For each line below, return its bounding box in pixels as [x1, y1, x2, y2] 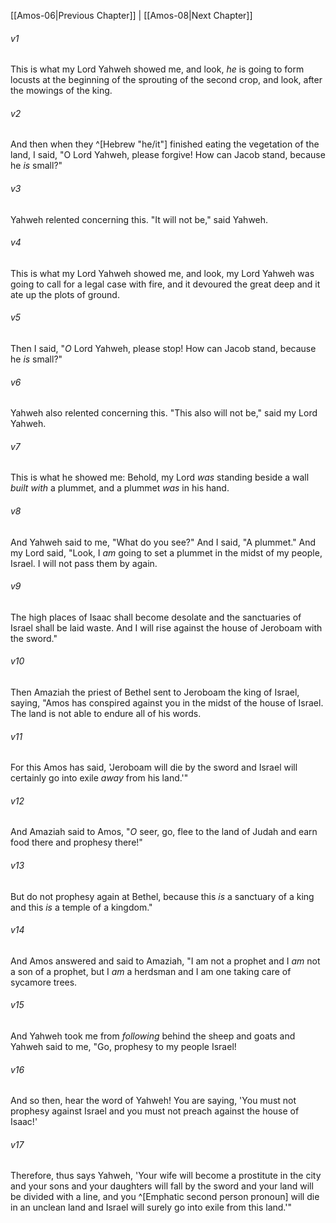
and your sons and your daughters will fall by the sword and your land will [10, 1180, 314, 1192]
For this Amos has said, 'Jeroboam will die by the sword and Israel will [10, 761, 298, 774]
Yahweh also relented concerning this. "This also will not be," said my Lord [10, 407, 318, 419]
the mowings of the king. [10, 85, 113, 97]
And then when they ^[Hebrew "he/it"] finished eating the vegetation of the [10, 138, 320, 150]
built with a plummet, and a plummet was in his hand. [10, 482, 230, 494]
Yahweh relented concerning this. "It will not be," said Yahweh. [10, 213, 269, 225]
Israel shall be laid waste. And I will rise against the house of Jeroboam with [10, 621, 323, 634]
